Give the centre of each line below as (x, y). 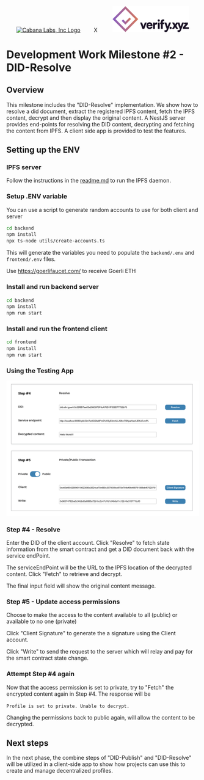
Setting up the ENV (43, 150)
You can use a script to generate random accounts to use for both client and (102, 210)
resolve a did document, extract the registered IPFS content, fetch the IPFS (101, 111)
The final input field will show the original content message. (81, 586)
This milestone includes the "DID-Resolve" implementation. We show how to (102, 104)
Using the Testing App (40, 371)
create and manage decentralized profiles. (60, 771)
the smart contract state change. (48, 658)
